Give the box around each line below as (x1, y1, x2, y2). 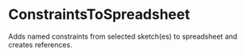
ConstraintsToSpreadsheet (8, 6, 191, 24)
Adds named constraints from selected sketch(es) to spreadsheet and (8, 32, 238, 41)
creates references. (8, 39, 73, 49)
